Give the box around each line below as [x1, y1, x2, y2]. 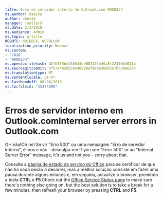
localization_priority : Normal [5, 43, 69, 48]
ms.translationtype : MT [5, 71, 54, 75]
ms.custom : [5, 48, 27, 53]
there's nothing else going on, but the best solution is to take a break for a [5, 182, 153, 188]
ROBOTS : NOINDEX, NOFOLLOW [5, 39, 60, 44]
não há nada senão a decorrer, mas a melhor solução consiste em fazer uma [5, 166, 159, 173]
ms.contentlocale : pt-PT [5, 75, 55, 80]
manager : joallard [5, 20, 42, 26]
